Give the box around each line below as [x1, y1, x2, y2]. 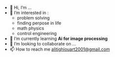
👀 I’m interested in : [9, 10, 49, 16]
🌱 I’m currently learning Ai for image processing [9, 36, 108, 41]
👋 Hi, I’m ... [9, 5, 32, 10]
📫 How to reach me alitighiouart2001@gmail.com [9, 46, 110, 52]
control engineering [17, 31, 57, 36]
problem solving [17, 15, 50, 20]
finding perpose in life [17, 20, 62, 26]
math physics [17, 25, 45, 31]
